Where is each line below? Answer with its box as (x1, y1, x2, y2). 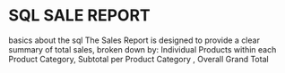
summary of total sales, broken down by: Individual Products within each (8, 44, 277, 54)
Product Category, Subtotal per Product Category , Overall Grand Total (8, 53, 270, 64)
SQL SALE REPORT (8, 5, 151, 26)
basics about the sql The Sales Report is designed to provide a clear (8, 35, 261, 45)
